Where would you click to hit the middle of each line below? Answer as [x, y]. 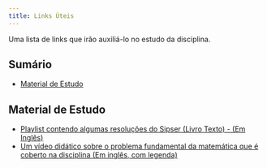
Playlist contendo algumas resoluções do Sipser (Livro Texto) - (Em [133, 129]
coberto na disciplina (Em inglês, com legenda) [99, 155]
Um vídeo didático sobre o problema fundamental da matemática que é [139, 146]
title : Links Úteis [41, 16]
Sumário [30, 65]
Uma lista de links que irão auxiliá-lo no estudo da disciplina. [110, 39]
